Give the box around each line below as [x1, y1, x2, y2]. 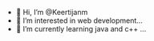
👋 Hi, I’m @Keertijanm [15, 8, 88, 17]
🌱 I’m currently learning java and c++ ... [15, 24, 147, 33]
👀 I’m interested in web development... [15, 16, 143, 25]
